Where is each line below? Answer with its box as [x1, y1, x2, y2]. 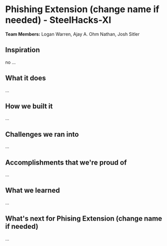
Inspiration [5, 46, 40, 54]
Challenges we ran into [5, 130, 79, 139]
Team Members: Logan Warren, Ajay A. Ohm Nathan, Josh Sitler [5, 31, 140, 37]
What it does [5, 74, 46, 83]
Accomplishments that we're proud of [5, 158, 127, 167]
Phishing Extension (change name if [5, 4, 160, 15]
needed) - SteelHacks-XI [5, 14, 112, 26]
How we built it [5, 102, 53, 110]
